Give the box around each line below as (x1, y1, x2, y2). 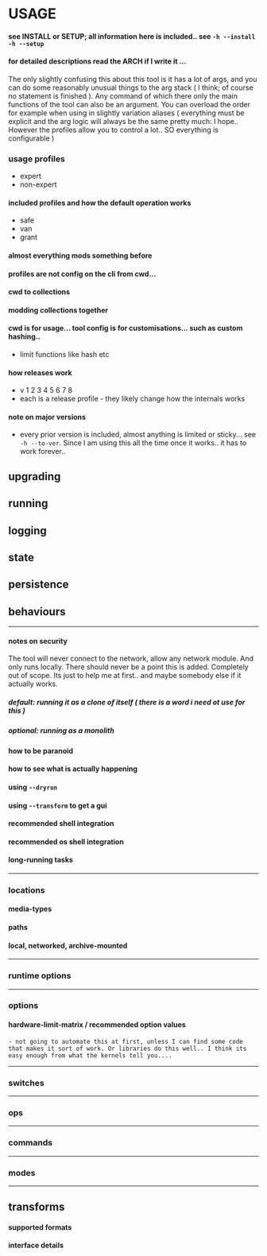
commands (8, 1138, 53, 1149)
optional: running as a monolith (8, 726, 115, 735)
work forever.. (19, 447, 66, 456)
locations (8, 884, 45, 895)
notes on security (8, 636, 68, 645)
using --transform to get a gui (8, 801, 107, 810)
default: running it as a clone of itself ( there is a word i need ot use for (8, 697, 246, 707)
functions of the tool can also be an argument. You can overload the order (8, 99, 250, 109)
